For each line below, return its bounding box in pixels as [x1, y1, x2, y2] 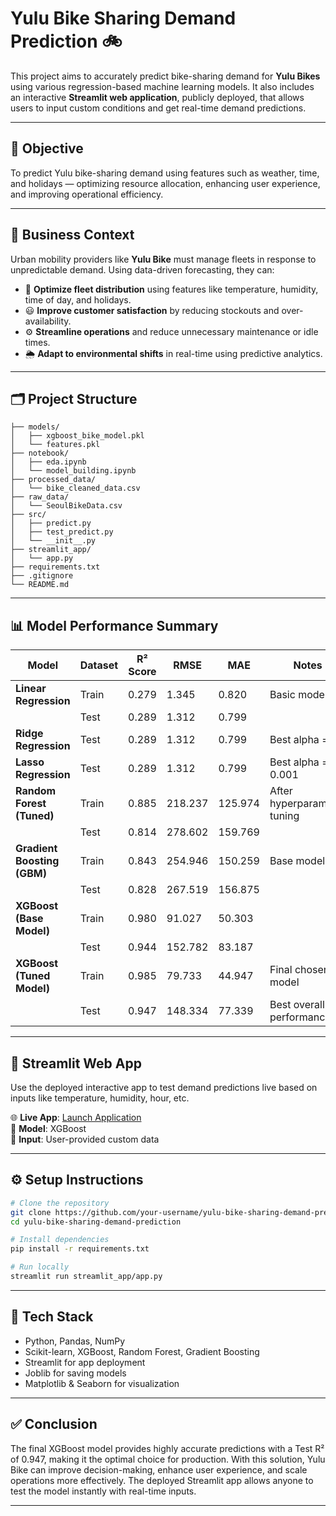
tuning [269, 809, 300, 823]
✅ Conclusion [10, 1416, 98, 1433]
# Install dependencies [10, 1235, 110, 1245]
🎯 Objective [10, 140, 84, 157]
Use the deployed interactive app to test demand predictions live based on [10, 1082, 318, 1093]
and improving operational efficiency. [10, 188, 164, 200]
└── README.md [10, 580, 70, 590]
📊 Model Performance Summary [10, 617, 219, 634]
